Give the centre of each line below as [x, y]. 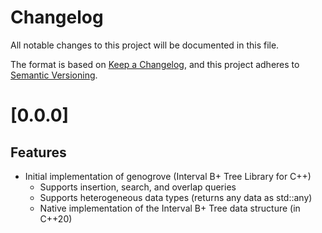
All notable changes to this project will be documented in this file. [145, 45]
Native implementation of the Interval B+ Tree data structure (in [170, 208]
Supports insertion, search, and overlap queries [138, 187]
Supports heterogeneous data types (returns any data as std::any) [176, 197]
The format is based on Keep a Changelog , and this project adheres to [155, 64]
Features [38, 152]
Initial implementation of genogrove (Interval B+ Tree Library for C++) [168, 176]
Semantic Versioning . [54, 75]
